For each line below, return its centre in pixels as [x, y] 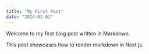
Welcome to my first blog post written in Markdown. [68, 33]
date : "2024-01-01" [30, 17]
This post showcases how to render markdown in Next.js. [75, 45]
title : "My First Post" [35, 11]
